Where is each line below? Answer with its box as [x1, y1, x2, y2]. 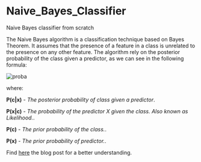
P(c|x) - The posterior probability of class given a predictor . [6, 96, 155, 103]
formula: [6, 61, 27, 68]
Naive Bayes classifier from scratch [6, 24, 94, 31]
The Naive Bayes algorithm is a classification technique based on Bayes [6, 35, 185, 43]
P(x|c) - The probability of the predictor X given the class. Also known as [6, 107, 188, 115]
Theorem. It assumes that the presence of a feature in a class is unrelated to [6, 42, 196, 49]
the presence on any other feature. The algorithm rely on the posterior [6, 48, 181, 55]
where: [6, 84, 24, 91]
